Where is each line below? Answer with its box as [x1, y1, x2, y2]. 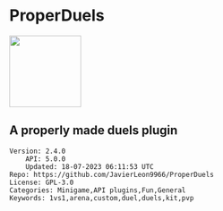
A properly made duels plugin [9, 122, 178, 139]
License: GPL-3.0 [9, 178, 74, 187]
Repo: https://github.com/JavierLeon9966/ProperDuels [9, 170, 215, 179]
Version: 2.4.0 [9, 147, 66, 156]
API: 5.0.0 [25, 154, 66, 164]
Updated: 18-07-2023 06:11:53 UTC [25, 162, 154, 171]
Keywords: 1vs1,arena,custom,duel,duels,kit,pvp [9, 193, 194, 202]
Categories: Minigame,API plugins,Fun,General [9, 185, 186, 195]
